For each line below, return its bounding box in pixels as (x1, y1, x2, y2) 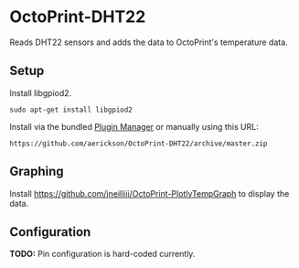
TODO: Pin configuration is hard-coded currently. (9, 249, 196, 260)
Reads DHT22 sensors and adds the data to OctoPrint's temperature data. (9, 37, 288, 48)
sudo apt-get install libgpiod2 (9, 105, 133, 114)
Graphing (9, 164, 64, 179)
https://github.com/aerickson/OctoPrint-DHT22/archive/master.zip (9, 139, 268, 148)
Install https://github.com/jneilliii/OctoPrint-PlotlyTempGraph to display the (9, 188, 290, 198)
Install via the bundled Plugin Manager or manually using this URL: (9, 121, 259, 132)
